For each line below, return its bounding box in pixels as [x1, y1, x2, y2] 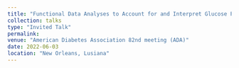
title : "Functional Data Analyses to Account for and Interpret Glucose [7, 10, 228, 18]
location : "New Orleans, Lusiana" [7, 50, 110, 57]
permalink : [7, 30, 40, 38]
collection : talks [7, 17, 62, 24]
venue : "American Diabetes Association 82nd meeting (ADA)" [7, 37, 190, 44]
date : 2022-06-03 [7, 43, 59, 50]
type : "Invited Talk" [7, 23, 72, 30]
